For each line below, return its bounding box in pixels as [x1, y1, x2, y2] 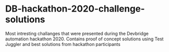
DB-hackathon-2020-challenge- [5, 3, 145, 15]
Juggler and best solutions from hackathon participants [5, 41, 121, 47]
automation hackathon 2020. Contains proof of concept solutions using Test [5, 36, 164, 42]
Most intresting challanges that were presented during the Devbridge [5, 30, 149, 36]
